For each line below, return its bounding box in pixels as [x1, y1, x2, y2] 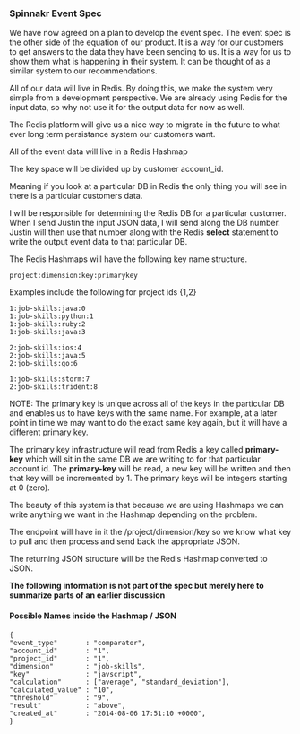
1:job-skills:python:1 [9, 312, 94, 321]
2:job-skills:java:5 [9, 351, 87, 360]
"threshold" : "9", [9, 693, 110, 702]
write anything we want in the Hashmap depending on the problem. [9, 509, 258, 520]
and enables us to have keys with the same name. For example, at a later [9, 408, 278, 419]
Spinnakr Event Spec [9, 7, 102, 20]
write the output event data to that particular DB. [9, 237, 188, 247]
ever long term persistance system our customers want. [9, 129, 216, 140]
